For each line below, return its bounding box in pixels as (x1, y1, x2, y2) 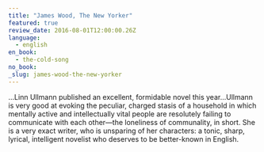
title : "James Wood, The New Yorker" (8, 11, 133, 20)
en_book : (8, 48, 37, 56)
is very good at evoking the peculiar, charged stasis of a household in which (8, 101, 257, 110)
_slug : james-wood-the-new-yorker (8, 70, 123, 78)
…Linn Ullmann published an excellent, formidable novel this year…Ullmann (8, 92, 254, 101)
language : (8, 33, 41, 42)
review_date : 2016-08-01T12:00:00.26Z (8, 26, 136, 34)
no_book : (8, 63, 37, 71)
